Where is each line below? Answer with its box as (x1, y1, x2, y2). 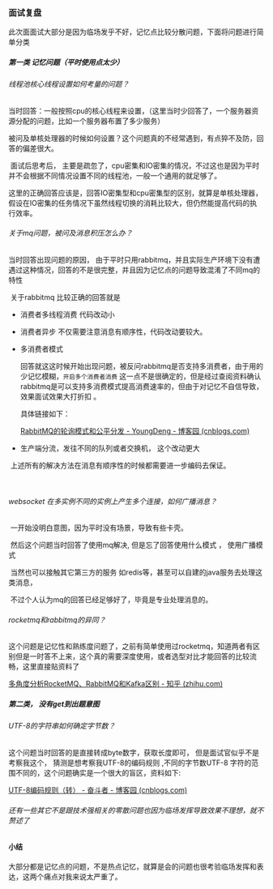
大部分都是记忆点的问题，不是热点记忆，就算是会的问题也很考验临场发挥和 (8, 861, 257, 871)
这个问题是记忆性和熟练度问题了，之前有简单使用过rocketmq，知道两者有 (8, 642, 254, 652)
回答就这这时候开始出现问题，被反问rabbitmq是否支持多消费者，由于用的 (19, 361, 263, 371)
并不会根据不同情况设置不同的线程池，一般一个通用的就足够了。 (8, 170, 221, 180)
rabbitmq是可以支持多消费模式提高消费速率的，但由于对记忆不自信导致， (19, 382, 263, 391)
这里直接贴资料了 (22, 662, 79, 672)
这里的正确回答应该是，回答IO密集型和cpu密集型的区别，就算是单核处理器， (8, 188, 263, 198)
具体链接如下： (19, 409, 70, 419)
